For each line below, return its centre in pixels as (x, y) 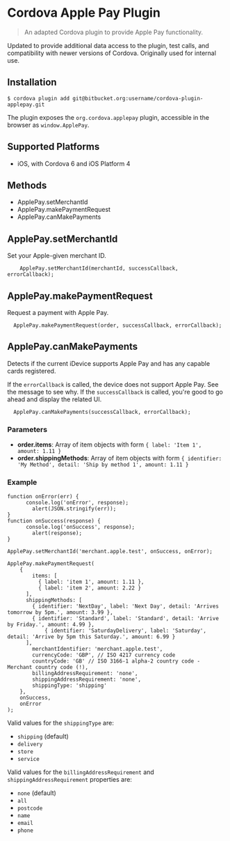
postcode (30, 809)
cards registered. (32, 371)
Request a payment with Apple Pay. (58, 313)
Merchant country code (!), (48, 668)
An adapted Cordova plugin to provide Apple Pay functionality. (114, 32)
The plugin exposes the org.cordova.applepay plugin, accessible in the (108, 117)
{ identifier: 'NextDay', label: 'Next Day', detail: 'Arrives (125, 607)
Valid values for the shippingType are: (61, 723)
